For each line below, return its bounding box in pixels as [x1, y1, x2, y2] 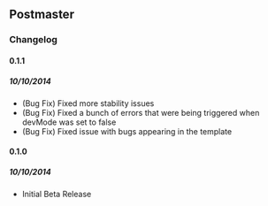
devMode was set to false [21, 117, 117, 127]
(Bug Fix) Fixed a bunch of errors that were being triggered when [21, 107, 260, 118]
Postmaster [9, 7, 75, 22]
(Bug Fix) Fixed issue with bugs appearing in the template [21, 126, 233, 136]
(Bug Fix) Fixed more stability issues [21, 97, 155, 109]
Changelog [9, 34, 57, 46]
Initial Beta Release [21, 189, 92, 200]
